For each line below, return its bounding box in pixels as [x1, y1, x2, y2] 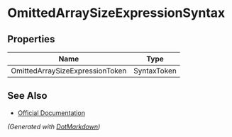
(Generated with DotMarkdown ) [7, 122, 101, 131]
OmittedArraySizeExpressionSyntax [7, 5, 226, 21]
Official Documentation [17, 108, 85, 117]
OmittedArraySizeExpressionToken [11, 66, 127, 76]
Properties [7, 33, 55, 45]
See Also [7, 90, 48, 102]
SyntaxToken [133, 66, 177, 76]
